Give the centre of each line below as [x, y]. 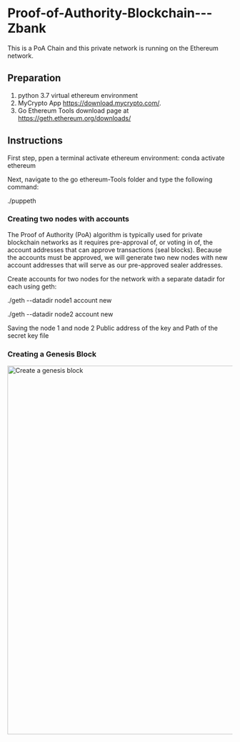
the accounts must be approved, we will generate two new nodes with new [117, 257]
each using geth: [32, 286]
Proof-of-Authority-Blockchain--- [110, 13]
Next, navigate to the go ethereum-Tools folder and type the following [110, 179]
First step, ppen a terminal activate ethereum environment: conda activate [116, 158]
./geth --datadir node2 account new [60, 314]
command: [23, 186]
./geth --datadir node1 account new [60, 300]
